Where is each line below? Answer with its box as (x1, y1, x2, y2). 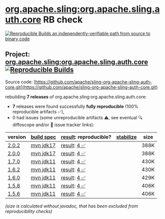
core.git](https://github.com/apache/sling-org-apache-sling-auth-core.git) (5, 84, 158, 90)
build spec (30, 133, 56, 140)
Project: (5, 50, 30, 59)
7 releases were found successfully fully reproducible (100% (12, 103, 138, 109)
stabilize (116, 133, 137, 140)
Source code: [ (5, 78, 36, 85)
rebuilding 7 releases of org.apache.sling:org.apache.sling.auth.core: (5, 93, 147, 100)
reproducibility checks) (5, 208, 53, 214)
